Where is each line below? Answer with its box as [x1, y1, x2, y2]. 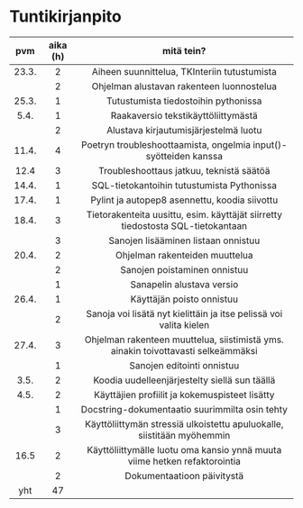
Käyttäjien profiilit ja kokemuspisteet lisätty [93, 388, 275, 401]
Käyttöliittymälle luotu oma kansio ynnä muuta [87, 443, 282, 456]
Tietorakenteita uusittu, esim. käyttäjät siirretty [86, 208, 282, 221]
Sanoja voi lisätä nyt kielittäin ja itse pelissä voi [86, 307, 283, 320]
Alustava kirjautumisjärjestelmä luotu [106, 123, 262, 136]
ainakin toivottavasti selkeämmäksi [110, 344, 259, 357]
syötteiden [145, 150, 191, 162]
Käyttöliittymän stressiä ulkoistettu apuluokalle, [84, 417, 284, 430]
